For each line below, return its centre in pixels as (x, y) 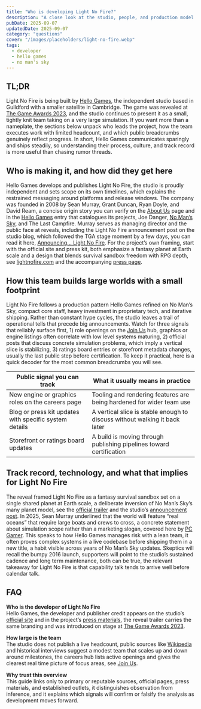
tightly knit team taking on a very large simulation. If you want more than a (98, 120)
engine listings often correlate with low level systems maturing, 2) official (96, 336)
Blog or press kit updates (44, 412)
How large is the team (34, 637)
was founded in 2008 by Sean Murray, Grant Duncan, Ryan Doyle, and (93, 204)
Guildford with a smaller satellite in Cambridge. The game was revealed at (97, 107)
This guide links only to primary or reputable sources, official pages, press (98, 681)
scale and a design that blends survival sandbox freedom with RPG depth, (97, 255)
